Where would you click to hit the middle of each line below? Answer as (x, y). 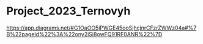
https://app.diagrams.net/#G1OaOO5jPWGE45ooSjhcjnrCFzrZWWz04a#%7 (102, 28)
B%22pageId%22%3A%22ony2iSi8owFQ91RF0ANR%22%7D (84, 34)
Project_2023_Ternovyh (68, 11)
